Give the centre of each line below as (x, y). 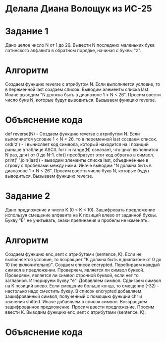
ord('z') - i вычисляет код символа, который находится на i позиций (77, 144)
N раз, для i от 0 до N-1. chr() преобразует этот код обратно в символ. (80, 155)
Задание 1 (27, 32)
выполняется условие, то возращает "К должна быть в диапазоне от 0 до (83, 259)
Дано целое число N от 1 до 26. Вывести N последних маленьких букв (80, 45)
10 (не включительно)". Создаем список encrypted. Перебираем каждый (83, 265)
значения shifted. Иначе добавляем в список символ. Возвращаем (76, 301)
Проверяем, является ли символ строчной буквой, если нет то (72, 275)
